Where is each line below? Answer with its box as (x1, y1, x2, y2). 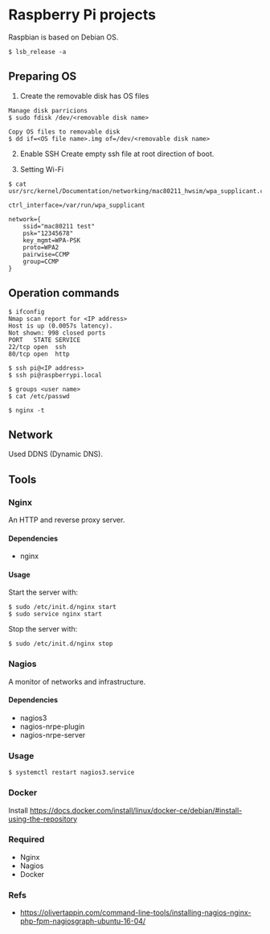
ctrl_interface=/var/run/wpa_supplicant (8, 201, 146, 209)
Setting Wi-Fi (19, 164, 64, 174)
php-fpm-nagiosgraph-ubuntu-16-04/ (19, 916, 146, 926)
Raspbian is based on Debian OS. (8, 32, 119, 42)
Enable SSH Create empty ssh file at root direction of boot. (19, 149, 215, 158)
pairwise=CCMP (22, 250, 70, 258)
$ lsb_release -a (8, 47, 67, 56)
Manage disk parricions (8, 106, 88, 114)
